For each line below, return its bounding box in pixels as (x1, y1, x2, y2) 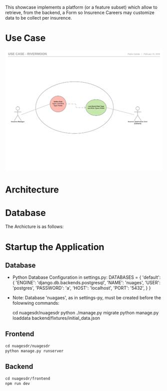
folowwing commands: (12, 300, 59, 306)
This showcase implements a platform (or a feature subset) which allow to (5, 5, 157, 10)
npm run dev (5, 381, 30, 386)
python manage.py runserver (5, 348, 64, 354)
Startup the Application (5, 241, 104, 253)
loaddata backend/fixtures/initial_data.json (12, 315, 100, 321)
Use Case (5, 33, 46, 44)
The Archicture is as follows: (5, 224, 64, 230)
